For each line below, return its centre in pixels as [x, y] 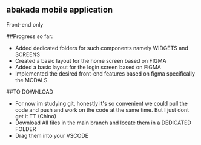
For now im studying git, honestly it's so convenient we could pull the [101, 103]
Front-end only [25, 24]
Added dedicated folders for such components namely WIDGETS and [102, 48]
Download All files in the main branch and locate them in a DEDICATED [103, 123]
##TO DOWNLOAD [30, 92]
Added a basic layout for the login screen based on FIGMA [88, 67]
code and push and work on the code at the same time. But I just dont [102, 110]
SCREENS [28, 54]
